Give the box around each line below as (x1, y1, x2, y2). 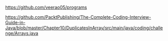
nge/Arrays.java (5, 30, 38, 36)
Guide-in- (5, 20, 26, 25)
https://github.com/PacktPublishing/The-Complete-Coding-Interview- (5, 14, 151, 20)
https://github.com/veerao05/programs (5, 5, 87, 10)
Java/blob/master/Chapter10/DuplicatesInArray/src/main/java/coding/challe (5, 25, 163, 31)
